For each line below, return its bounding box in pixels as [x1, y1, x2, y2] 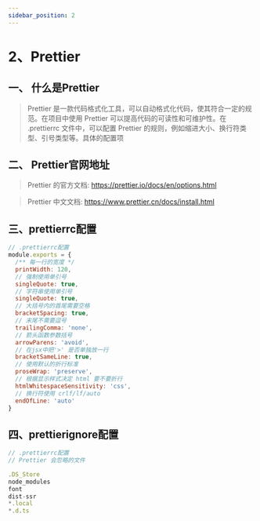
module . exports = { [8, 251, 72, 259]
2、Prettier [8, 48, 81, 65]
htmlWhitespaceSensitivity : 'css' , [15, 382, 132, 390]
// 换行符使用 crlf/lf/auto [15, 389, 101, 397]
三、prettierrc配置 [8, 222, 97, 235]
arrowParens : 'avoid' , [15, 338, 89, 346]
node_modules [8, 478, 51, 486]
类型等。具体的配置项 [54, 133, 124, 142]
